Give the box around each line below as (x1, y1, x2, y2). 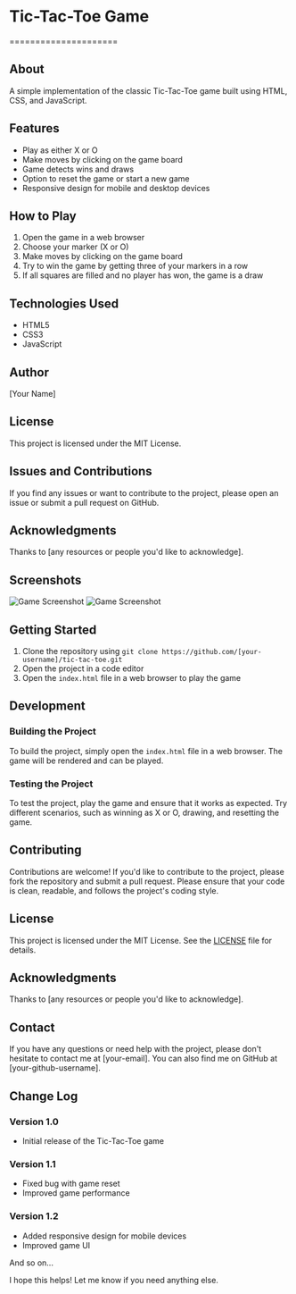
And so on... (9, 1257, 53, 1268)
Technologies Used (9, 296, 119, 311)
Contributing (9, 843, 82, 858)
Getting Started (9, 622, 97, 637)
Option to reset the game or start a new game (21, 172, 190, 184)
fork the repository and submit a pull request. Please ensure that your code (9, 876, 285, 886)
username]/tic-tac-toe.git (21, 655, 123, 665)
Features (9, 121, 60, 136)
